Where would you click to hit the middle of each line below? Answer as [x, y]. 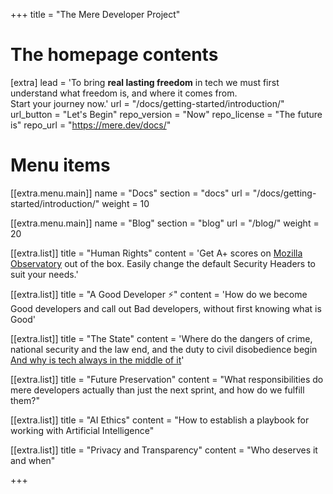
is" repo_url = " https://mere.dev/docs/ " [91, 125]
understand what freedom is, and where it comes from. [124, 93]
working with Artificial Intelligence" [82, 430]
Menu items [60, 165]
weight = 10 [125, 203]
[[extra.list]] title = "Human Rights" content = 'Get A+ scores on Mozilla [156, 253]
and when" [33, 460]
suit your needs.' [44, 274]
